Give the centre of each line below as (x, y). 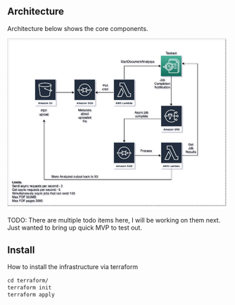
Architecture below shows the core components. (78, 28)
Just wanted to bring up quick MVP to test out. (75, 228)
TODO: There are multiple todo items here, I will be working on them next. (114, 220)
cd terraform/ (28, 281)
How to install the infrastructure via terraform (73, 267)
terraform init (30, 288)
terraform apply (31, 295)
